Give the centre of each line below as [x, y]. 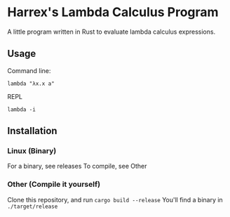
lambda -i [22, 110]
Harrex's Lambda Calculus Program [113, 12]
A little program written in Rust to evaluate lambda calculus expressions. [111, 32]
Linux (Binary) [32, 151]
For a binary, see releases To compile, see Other [77, 166]
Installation [32, 131]
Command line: [29, 70]
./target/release [33, 206]
